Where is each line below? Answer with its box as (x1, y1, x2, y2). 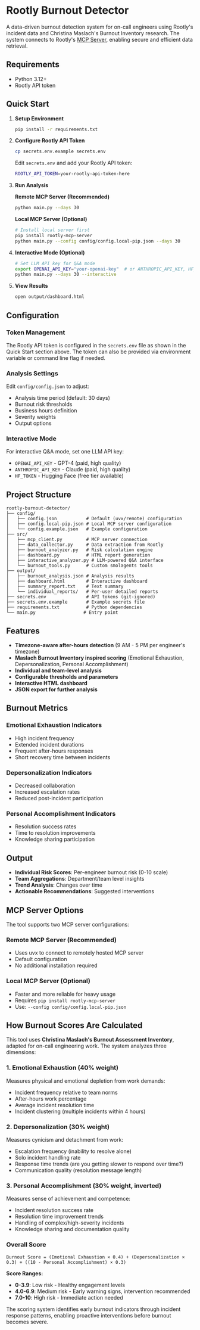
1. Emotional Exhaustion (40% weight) (6, 1064, 119, 1072)
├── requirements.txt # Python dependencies (6, 604, 143, 611)
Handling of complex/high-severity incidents (14, 1219, 124, 1226)
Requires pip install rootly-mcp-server (14, 996, 116, 1004)
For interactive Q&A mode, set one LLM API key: (6, 448, 124, 455)
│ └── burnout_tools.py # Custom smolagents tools (6, 563, 153, 569)
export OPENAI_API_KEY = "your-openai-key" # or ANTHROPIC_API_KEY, (14, 266, 186, 272)
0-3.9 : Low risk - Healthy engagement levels (14, 1281, 125, 1288)
